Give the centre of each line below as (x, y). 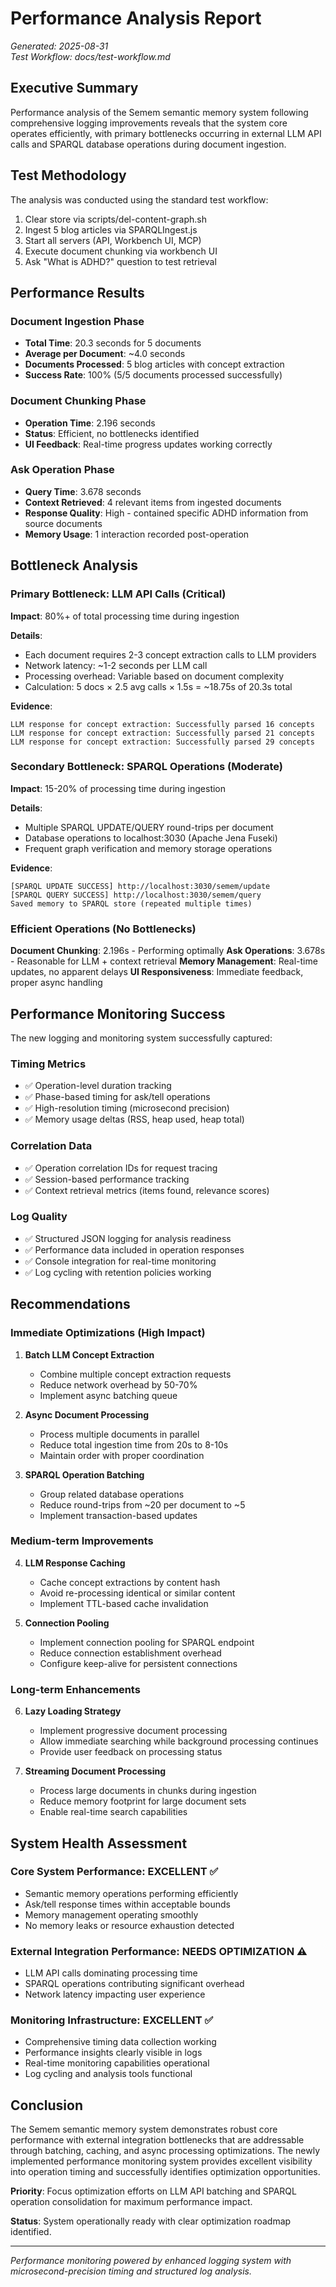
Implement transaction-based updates (118, 1515)
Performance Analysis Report (136, 18)
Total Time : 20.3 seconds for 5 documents (113, 343)
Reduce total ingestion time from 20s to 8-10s (134, 1444)
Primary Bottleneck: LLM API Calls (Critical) (118, 594)
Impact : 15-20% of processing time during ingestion (118, 788)
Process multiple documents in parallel (119, 1434)
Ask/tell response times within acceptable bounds (127, 1904)
